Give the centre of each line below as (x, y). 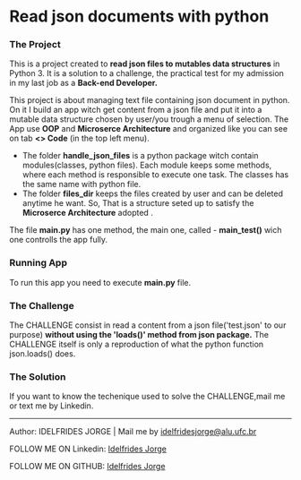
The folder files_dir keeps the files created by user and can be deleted (153, 193)
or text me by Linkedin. (52, 406)
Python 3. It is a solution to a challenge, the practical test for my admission (147, 73)
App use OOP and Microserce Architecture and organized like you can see (149, 129)
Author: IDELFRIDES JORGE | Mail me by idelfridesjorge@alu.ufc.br (133, 432)
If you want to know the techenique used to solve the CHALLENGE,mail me (147, 397)
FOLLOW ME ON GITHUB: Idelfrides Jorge (87, 467)
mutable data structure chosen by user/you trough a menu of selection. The (149, 119)
